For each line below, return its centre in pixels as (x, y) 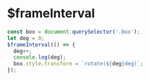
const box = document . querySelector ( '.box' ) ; (73, 32)
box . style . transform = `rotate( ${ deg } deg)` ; (78, 64)
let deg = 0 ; (26, 38)
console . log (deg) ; (40, 57)
